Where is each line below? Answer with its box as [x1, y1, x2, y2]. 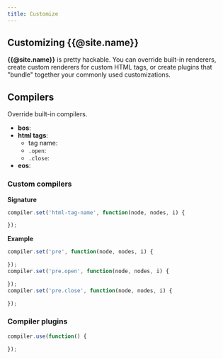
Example [7, 235, 34, 243]
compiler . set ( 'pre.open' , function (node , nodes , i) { [7, 267, 170, 275]
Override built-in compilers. [7, 110, 88, 118]
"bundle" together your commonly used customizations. [7, 70, 171, 79]
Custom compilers [7, 179, 72, 189]
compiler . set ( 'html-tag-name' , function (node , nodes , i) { [7, 209, 185, 216]
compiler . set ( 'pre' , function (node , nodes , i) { [7, 248, 154, 255]
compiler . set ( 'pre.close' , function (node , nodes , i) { [7, 287, 173, 294]
